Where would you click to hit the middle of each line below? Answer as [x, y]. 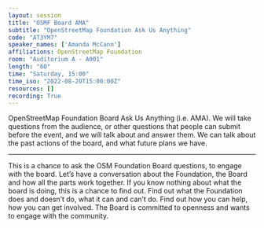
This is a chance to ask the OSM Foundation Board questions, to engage [125, 166]
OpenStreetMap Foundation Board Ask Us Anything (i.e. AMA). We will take [130, 118]
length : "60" [29, 67]
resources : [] [31, 88]
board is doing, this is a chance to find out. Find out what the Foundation [125, 191]
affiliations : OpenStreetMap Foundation [75, 52]
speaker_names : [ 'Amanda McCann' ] [65, 45]
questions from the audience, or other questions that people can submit [125, 127]
